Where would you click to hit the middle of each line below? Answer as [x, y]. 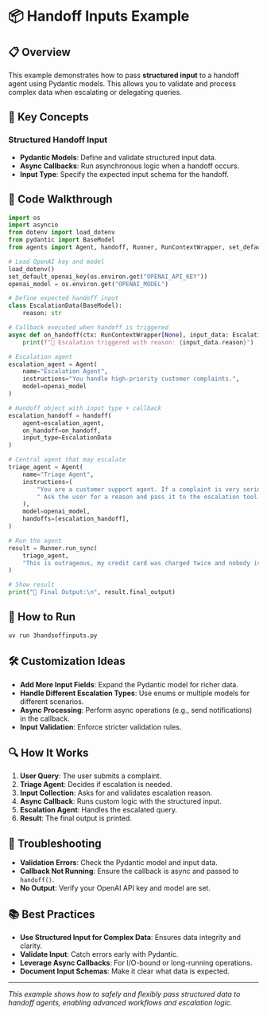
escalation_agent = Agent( [53, 364]
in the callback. [44, 718]
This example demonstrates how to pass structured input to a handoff [124, 75]
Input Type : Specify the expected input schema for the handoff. [124, 174]
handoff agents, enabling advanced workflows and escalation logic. [120, 1002]
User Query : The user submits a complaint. [91, 776]
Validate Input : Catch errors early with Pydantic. [99, 954]
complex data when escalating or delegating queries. [95, 92]
